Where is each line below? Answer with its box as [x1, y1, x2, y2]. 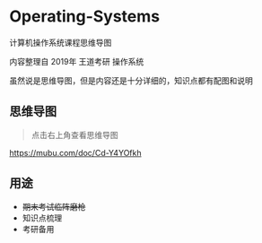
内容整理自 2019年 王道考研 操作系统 [9, 56, 144, 66]
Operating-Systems [9, 6, 161, 27]
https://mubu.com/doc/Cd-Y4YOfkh [9, 147, 142, 158]
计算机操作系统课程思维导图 [9, 37, 112, 48]
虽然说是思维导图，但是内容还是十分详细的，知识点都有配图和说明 [9, 74, 253, 86]
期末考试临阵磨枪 [22, 201, 86, 212]
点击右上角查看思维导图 [31, 129, 118, 140]
